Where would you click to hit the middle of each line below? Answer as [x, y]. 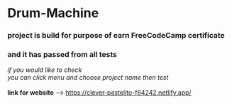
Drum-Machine [53, 13]
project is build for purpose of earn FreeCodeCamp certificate [116, 36]
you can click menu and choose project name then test [88, 78]
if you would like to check [45, 70]
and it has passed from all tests [62, 55]
